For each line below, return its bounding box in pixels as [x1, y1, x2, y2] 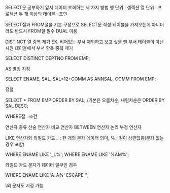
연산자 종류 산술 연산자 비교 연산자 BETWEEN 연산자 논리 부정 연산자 [5, 124, 142, 130]
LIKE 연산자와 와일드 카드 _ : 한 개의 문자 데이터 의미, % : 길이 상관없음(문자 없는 [5, 135, 164, 141]
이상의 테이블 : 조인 [29, 11, 67, 17]
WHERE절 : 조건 [5, 113, 38, 119]
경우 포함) [5, 141, 25, 147]
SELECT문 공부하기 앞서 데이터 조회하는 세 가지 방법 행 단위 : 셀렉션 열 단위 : [5, 5, 157, 10]
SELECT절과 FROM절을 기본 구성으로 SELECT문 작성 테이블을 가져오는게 [5, 22, 151, 27]
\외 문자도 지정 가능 [5, 182, 44, 188]
